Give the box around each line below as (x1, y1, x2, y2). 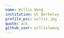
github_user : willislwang (5, 26, 59, 31)
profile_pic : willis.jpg (5, 16, 57, 21)
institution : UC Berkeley (5, 12, 59, 17)
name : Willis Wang (5, 7, 43, 12)
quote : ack (5, 21, 28, 26)
